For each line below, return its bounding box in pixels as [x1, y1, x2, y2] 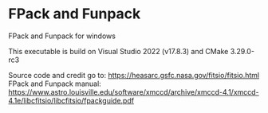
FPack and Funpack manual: [8, 79, 101, 88]
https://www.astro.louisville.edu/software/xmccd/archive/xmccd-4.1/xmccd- [8, 87, 259, 96]
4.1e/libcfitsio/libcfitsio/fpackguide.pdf [8, 95, 134, 105]
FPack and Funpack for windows [8, 31, 116, 41]
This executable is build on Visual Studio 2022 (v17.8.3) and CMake [8, 46, 229, 56]
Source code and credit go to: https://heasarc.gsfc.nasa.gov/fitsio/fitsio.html [8, 70, 260, 80]
